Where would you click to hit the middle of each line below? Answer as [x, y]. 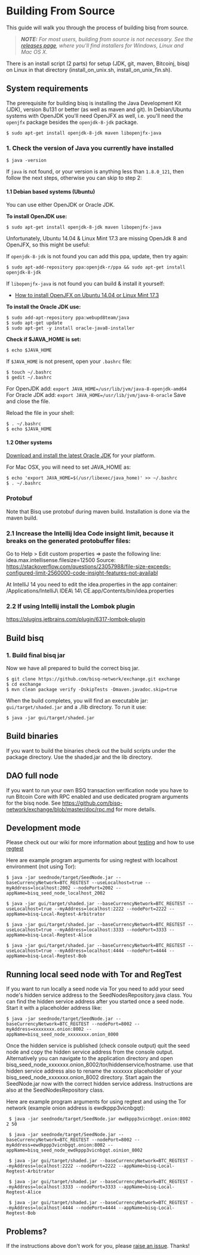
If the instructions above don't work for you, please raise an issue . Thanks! [98, 1246]
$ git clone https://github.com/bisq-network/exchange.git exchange [93, 679]
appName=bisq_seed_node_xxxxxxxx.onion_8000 [62, 1035]
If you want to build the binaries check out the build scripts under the [91, 750]
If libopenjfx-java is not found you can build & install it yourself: [85, 284]
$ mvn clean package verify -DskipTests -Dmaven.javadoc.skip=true [92, 690]
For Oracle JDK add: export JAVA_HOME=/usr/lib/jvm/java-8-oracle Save [96, 395]
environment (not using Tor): [41, 867]
